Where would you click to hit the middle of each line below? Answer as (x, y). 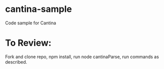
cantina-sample (39, 9)
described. (16, 62)
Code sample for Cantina (31, 23)
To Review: (28, 43)
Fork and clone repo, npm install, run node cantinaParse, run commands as (82, 57)
